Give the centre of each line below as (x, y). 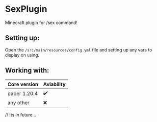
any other (19, 102)
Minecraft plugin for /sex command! (41, 23)
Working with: (27, 70)
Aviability (55, 84)
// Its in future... (21, 115)
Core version (23, 84)
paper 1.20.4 (23, 94)
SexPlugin (26, 9)
